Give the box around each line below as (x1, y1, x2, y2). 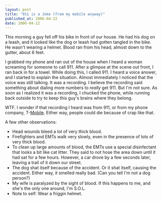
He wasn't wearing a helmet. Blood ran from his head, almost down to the (5, 44, 152, 50)
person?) (12, 175, 31, 181)
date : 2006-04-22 (5, 20, 40, 26)
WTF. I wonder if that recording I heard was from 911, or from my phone (5, 105, 148, 110)
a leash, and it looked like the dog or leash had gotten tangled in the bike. (5, 39, 151, 45)
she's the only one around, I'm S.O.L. (12, 185, 86, 191)
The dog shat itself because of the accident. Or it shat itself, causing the (12, 165, 157, 171)
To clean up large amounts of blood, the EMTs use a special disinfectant (12, 144, 157, 150)
